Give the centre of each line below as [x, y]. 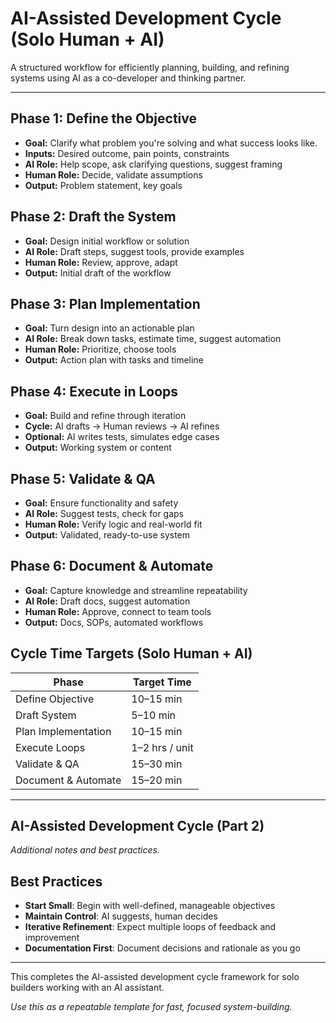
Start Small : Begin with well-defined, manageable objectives [150, 906]
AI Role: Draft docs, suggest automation [107, 601]
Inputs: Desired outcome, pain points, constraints [127, 153]
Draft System [46, 715]
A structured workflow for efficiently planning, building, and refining [150, 67]
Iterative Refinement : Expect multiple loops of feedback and [150, 927]
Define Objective [55, 699]
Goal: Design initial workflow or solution [107, 241]
